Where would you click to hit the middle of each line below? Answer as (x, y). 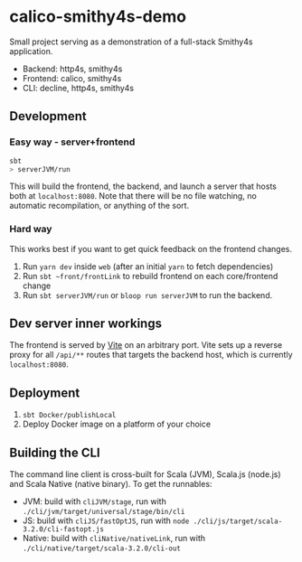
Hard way (31, 229)
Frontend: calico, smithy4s (72, 78)
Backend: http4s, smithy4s (72, 69)
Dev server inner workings (86, 324)
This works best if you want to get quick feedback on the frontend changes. (151, 248)
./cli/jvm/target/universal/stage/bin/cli (104, 512)
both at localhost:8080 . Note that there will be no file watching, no (133, 196)
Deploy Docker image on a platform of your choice (116, 424)
